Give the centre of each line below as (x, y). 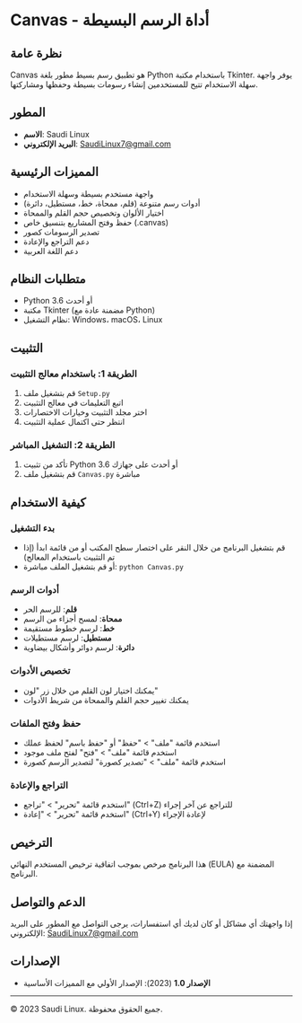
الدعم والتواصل (48, 902)
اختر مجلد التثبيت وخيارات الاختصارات (85, 412)
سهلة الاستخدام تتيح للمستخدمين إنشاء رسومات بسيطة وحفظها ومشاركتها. (134, 84)
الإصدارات (35, 961)
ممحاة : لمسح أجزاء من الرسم (73, 619)
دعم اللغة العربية (51, 251)
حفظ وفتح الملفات (46, 723)
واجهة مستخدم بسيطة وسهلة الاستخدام (88, 193)
